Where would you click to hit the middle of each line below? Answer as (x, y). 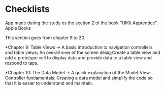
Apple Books (18, 28)
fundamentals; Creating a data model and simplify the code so (89, 78)
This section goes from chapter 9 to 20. (45, 38)
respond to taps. (22, 63)
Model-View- (139, 72)
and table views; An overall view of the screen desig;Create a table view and (82, 52)
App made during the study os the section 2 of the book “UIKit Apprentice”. (82, 23)
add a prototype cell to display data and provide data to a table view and (78, 57)
